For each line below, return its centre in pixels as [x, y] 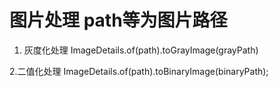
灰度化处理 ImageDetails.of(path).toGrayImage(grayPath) [141, 50]
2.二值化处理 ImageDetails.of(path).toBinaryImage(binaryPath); [139, 71]
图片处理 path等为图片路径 [118, 20]
